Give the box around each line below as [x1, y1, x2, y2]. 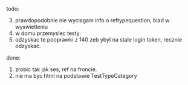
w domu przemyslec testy [15, 30, 80, 37]
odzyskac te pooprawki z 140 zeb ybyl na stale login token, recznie [15, 36, 183, 43]
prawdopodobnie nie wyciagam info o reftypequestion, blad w [15, 17, 170, 24]
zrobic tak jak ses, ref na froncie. [15, 66, 97, 73]
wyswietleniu [15, 24, 48, 30]
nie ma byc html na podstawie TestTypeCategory [15, 72, 137, 79]
